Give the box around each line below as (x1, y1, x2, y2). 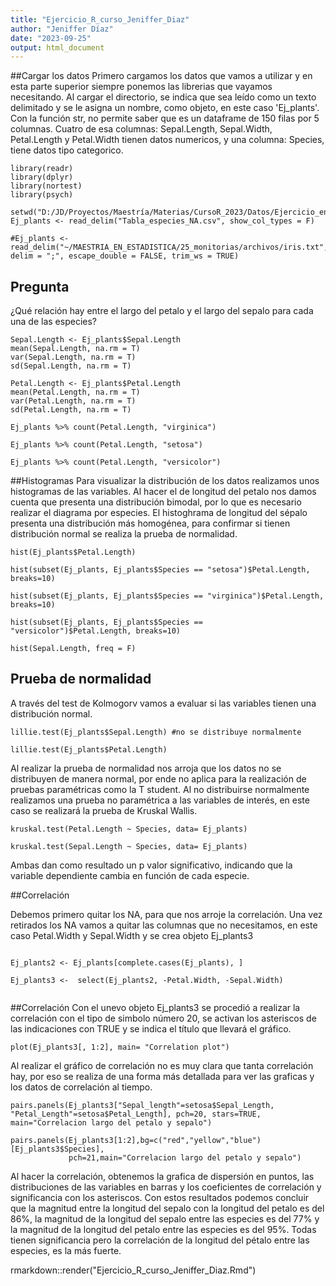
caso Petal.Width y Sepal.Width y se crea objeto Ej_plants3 (10, 929, 254, 941)
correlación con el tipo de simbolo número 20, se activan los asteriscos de (10, 1012, 317, 1024)
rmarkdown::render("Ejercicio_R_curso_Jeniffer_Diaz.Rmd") (10, 1264, 257, 1276)
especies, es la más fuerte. (10, 1244, 122, 1256)
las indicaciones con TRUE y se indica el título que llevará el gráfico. (10, 1022, 292, 1035)
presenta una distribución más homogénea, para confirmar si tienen (10, 517, 291, 530)
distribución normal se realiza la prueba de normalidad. (10, 528, 238, 540)
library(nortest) (10, 181, 83, 191)
